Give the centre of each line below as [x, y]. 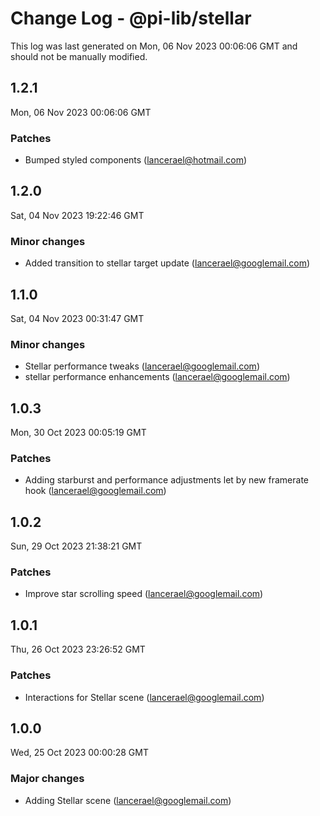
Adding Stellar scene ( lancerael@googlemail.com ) [128, 800]
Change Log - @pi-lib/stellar [131, 18]
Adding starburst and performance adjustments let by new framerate [166, 480]
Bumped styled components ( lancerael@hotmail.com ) [136, 160]
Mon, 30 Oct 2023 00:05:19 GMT [78, 433]
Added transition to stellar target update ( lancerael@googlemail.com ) [167, 263]
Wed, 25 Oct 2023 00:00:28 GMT [79, 753]
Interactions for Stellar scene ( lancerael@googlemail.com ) [144, 697]
